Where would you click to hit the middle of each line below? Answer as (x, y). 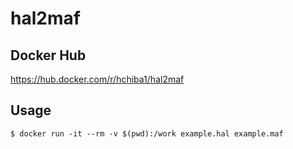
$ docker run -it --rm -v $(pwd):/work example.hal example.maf (147, 133)
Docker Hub (48, 55)
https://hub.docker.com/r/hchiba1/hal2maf (97, 79)
